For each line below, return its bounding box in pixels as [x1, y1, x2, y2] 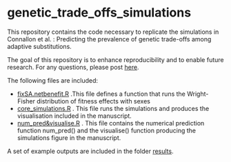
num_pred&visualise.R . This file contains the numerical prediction [17, 119, 205, 127]
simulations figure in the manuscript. [17, 133, 121, 142]
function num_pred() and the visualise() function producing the [17, 126, 197, 134]
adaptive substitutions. [7, 42, 72, 50]
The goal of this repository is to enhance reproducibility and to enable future [7, 55, 224, 63]
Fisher [17, 97, 36, 105]
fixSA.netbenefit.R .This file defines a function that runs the [17, 90, 186, 98]
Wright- [187, 90, 209, 98]
